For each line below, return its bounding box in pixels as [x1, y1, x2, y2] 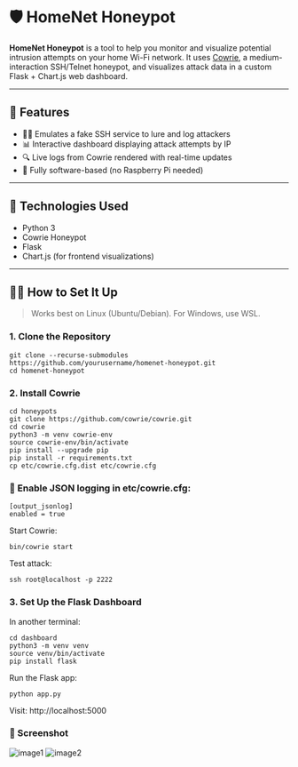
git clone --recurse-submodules [9, 350, 129, 360]
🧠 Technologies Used [9, 199, 129, 214]
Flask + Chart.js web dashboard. [9, 70, 129, 81]
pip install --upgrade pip [9, 445, 109, 454]
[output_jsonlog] [9, 502, 74, 511]
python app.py [9, 690, 62, 699]
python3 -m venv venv [9, 641, 90, 650]
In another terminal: [9, 616, 82, 627]
